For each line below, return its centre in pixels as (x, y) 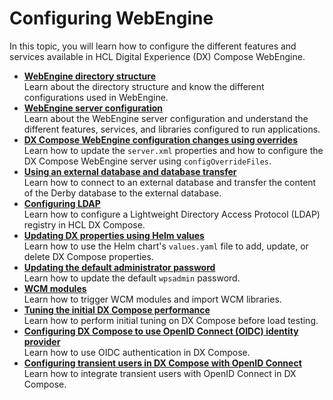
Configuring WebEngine (111, 18)
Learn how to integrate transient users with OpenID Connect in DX (160, 373)
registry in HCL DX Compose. (84, 224)
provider (42, 341)
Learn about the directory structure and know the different (144, 86)
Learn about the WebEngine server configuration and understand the (166, 118)
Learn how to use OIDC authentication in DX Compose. (137, 352)
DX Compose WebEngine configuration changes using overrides (160, 139)
